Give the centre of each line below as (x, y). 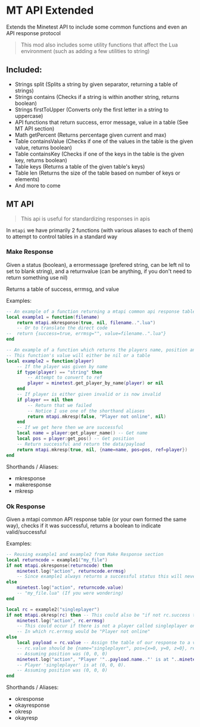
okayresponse (32, 705)
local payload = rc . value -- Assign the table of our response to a (104, 643)
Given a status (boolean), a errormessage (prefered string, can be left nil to (98, 265)
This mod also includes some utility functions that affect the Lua (99, 45)
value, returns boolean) (43, 147)
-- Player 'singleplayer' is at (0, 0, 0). (72, 665)
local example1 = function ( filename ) (53, 317)
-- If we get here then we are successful (70, 428)
